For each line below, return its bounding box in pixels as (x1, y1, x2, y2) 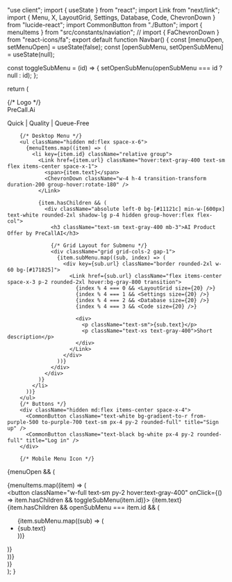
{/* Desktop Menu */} (19, 132, 82, 139)
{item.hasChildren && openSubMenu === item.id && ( (7, 503, 160, 511)
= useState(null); (7, 50, 55, 58)
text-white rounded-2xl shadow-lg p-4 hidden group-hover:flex (7, 212, 194, 219)
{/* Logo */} (7, 98, 42, 107)
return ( (7, 85, 29, 93)
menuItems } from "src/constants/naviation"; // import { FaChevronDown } (7, 28, 220, 36)
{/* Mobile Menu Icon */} (19, 455, 95, 462)
